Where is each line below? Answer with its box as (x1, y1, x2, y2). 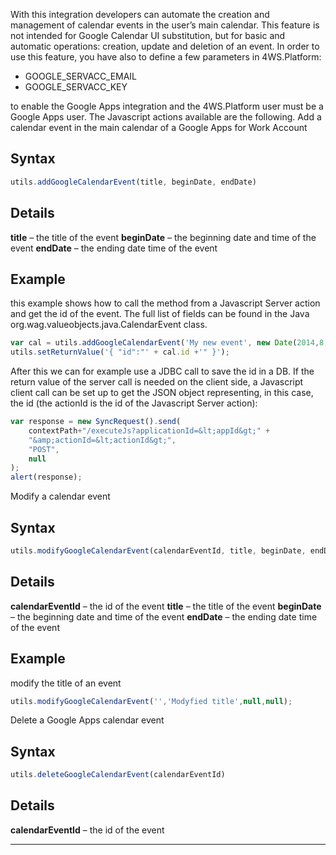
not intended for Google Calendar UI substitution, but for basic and (10, 30, 286, 41)
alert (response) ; (10, 472, 83, 483)
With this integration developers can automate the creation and (10, 9, 270, 20)
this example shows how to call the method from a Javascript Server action (10, 297, 321, 309)
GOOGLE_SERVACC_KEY (24, 81, 128, 93)
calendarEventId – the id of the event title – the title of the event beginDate (10, 600, 322, 612)
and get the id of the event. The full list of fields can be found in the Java (10, 308, 310, 320)
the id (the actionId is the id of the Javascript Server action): (10, 397, 258, 409)
